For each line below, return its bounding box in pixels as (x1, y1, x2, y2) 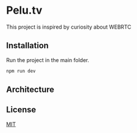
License (6, 105, 36, 115)
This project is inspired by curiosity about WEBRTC (6, 23, 132, 30)
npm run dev (6, 68, 36, 74)
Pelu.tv (6, 4, 43, 17)
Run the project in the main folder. (6, 56, 89, 63)
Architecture (6, 85, 55, 95)
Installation (6, 41, 49, 51)
